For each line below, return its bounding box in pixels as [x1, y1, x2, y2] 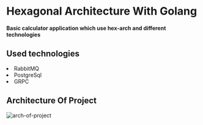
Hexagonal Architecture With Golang [6, 4, 197, 18]
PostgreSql [14, 71, 42, 79]
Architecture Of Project [6, 96, 97, 106]
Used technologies [6, 49, 80, 59]
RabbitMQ [14, 65, 40, 72]
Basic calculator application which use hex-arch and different [6, 24, 166, 32]
